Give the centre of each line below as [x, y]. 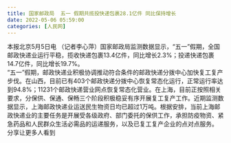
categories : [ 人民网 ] [36, 26]
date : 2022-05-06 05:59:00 [46, 20]
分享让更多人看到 [31, 133]
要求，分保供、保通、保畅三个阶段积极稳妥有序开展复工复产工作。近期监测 [112, 98]
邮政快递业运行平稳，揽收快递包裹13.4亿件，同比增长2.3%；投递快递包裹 [111, 55]
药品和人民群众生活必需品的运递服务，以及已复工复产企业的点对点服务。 [115, 124]
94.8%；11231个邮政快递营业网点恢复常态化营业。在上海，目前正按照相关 [117, 89]
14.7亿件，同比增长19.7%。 [45, 64]
